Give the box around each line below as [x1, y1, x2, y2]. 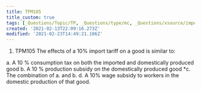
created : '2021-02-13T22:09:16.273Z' [6, 25, 100, 32]
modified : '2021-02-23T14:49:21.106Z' [6, 31, 103, 37]
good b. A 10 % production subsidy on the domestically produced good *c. [6, 65, 191, 72]
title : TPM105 [6, 8, 42, 15]
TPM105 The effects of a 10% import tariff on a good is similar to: [14, 47, 176, 54]
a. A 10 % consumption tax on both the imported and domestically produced [6, 59, 194, 66]
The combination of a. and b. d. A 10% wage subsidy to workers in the [6, 72, 179, 79]
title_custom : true [6, 14, 55, 20]
